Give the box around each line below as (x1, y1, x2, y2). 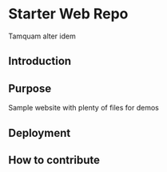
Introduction (8, 54, 72, 68)
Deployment (8, 126, 71, 140)
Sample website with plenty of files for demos (8, 103, 160, 113)
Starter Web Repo (8, 5, 129, 23)
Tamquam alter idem (8, 31, 76, 41)
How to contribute (8, 153, 101, 166)
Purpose (8, 82, 52, 95)
